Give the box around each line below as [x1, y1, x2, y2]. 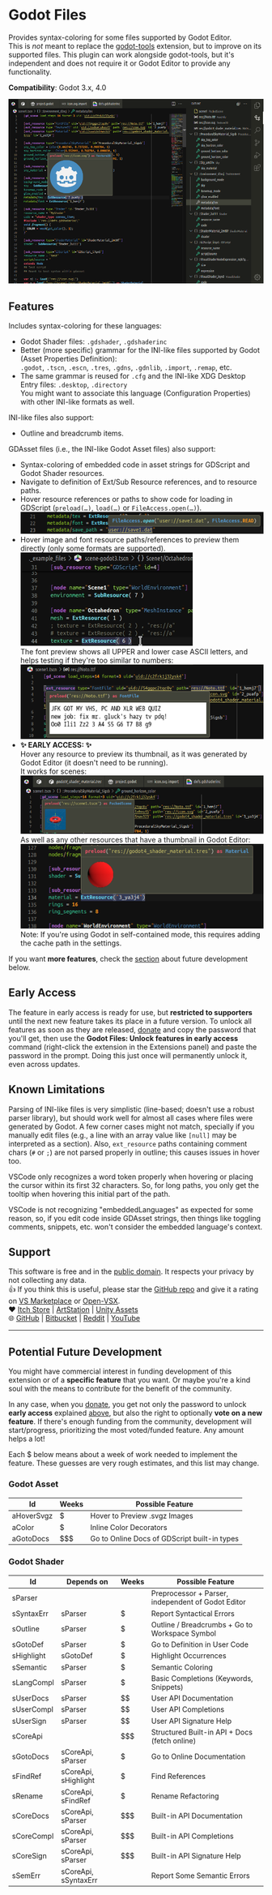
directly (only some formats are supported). [19, 543, 166, 553]
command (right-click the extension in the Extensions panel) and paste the [8, 1042, 257, 1052]
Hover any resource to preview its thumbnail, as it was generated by [19, 748, 248, 759]
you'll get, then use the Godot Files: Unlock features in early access [8, 1033, 239, 1043]
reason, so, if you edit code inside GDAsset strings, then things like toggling [8, 1213, 261, 1223]
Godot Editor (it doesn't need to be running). [19, 757, 168, 767]
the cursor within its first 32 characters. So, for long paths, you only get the [8, 1180, 259, 1190]
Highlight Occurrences [151, 1651, 227, 1661]
